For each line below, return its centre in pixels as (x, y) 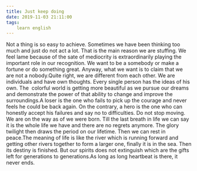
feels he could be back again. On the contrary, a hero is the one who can (94, 107)
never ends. (21, 163)
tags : (13, 22)
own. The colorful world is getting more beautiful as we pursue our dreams (98, 88)
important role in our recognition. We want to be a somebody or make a (93, 63)
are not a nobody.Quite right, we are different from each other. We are (91, 76)
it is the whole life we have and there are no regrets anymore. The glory (93, 125)
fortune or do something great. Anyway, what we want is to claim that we (95, 69)
